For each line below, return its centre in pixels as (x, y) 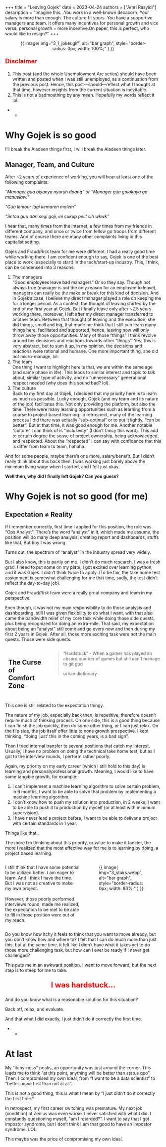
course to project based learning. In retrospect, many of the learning (82, 414)
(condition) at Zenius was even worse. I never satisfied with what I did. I (78, 1113)
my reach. (15, 920)
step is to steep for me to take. (36, 970)
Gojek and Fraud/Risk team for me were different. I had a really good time (80, 252)
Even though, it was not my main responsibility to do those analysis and (78, 608)
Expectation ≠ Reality (39, 515)
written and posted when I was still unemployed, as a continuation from (85, 79)
